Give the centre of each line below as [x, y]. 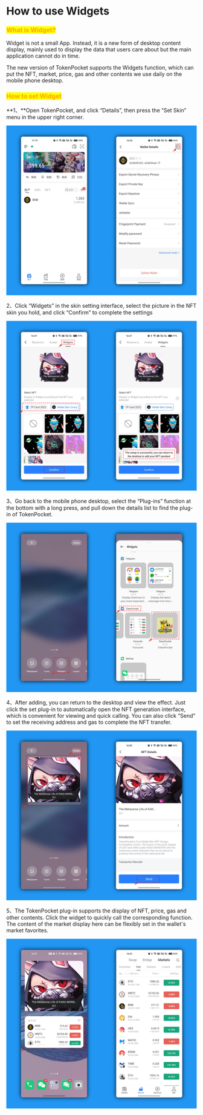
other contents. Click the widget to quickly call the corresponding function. [99, 918]
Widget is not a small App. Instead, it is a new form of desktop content [94, 43]
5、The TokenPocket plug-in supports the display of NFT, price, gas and [97, 911]
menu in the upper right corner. [45, 117]
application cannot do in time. [43, 56]
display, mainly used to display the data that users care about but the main [99, 50]
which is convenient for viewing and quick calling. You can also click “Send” [101, 716]
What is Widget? [31, 30]
